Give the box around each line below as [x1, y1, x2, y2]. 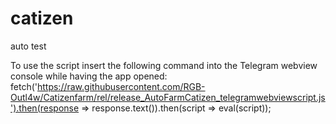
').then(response [10, 102, 80, 114]
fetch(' [10, 80, 38, 92]
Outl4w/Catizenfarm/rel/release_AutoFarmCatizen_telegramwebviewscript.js [10, 91, 326, 103]
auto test [10, 40, 47, 52]
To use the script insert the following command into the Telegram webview [10, 59, 318, 71]
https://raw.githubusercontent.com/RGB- [36, 80, 206, 92]
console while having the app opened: [10, 70, 168, 82]
